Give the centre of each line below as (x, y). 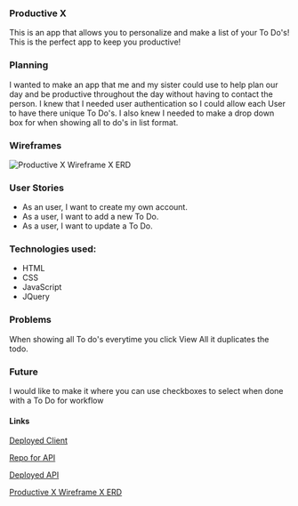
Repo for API (32, 458)
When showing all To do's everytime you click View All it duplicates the (139, 339)
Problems (30, 320)
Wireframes (36, 145)
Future (24, 372)
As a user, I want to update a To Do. (87, 226)
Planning (29, 65)
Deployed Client (39, 441)
